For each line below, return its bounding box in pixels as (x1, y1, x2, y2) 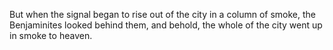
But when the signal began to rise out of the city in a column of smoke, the (9, 9, 317, 20)
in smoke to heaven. (9, 30, 93, 41)
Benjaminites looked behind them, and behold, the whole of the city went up (9, 19, 323, 31)
